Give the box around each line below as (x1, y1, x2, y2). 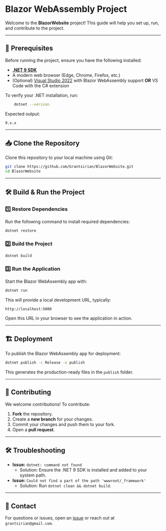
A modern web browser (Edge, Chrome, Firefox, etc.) (12, 72, 121, 78)
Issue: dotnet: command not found (12, 462, 83, 468)
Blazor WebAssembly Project (5, 3, 127, 15)
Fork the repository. (12, 411, 53, 417)
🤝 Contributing (5, 388, 51, 397)
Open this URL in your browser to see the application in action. (5, 316, 132, 321)
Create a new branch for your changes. (12, 416, 93, 422)
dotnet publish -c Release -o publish (5, 360, 85, 365)
